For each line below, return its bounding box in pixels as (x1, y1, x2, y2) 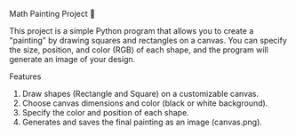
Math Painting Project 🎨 (9, 9, 96, 19)
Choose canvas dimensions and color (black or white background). (21, 98, 268, 108)
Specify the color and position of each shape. (21, 108, 189, 117)
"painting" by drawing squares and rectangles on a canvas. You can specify (9, 36, 287, 45)
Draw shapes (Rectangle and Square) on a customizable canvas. (21, 89, 260, 99)
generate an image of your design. (9, 54, 136, 64)
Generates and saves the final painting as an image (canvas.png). (21, 116, 262, 127)
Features (9, 71, 42, 82)
